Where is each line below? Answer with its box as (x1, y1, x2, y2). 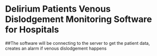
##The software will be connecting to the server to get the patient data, (5, 40, 150, 46)
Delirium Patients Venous (5, 3, 111, 15)
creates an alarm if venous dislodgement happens (5, 45, 107, 51)
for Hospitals (5, 24, 59, 35)
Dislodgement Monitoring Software (5, 14, 152, 25)
